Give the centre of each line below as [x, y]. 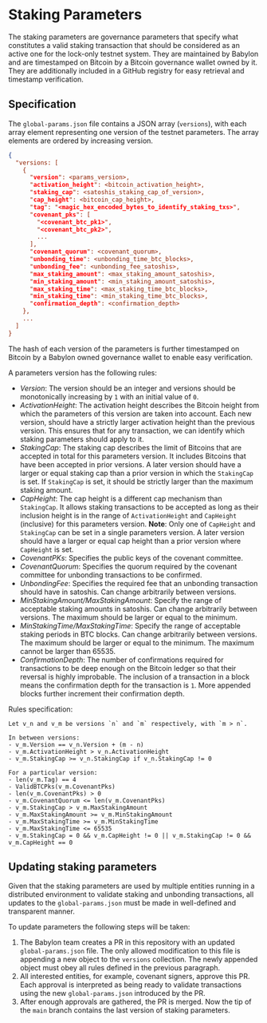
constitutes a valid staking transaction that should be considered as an [124, 45]
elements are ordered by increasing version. [81, 141]
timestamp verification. [46, 79]
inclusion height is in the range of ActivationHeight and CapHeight [128, 515]
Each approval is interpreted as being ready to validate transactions [131, 985]
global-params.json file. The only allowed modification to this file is [130, 951]
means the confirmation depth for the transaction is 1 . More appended [135, 685]
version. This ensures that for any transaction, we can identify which [132, 430]
